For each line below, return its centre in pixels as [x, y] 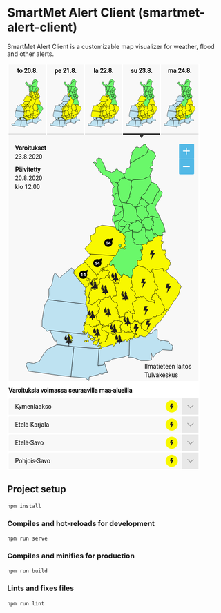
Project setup [37, 489]
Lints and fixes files [41, 588]
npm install [24, 506]
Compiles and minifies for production [71, 556]
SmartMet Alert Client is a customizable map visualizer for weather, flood [111, 46]
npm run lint [26, 603]
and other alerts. [31, 54]
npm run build [28, 571]
